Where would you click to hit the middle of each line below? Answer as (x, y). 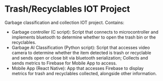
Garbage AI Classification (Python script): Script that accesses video (81, 47)
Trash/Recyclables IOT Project (67, 9)
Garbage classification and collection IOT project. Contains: (64, 22)
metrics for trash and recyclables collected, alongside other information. (84, 73)
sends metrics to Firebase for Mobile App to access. (64, 63)
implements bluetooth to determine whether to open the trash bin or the (84, 37)
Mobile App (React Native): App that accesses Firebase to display (78, 68)
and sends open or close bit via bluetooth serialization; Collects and (80, 58)
